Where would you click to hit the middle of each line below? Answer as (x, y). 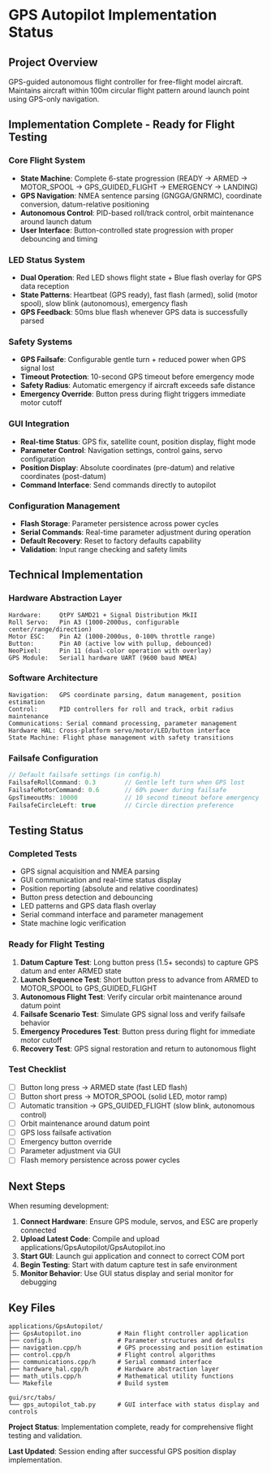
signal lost (37, 368)
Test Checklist (37, 1070)
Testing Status (46, 830)
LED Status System (47, 259)
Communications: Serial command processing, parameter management (123, 723)
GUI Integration (39, 424)
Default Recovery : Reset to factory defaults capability (110, 540)
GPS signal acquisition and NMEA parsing (90, 871)
